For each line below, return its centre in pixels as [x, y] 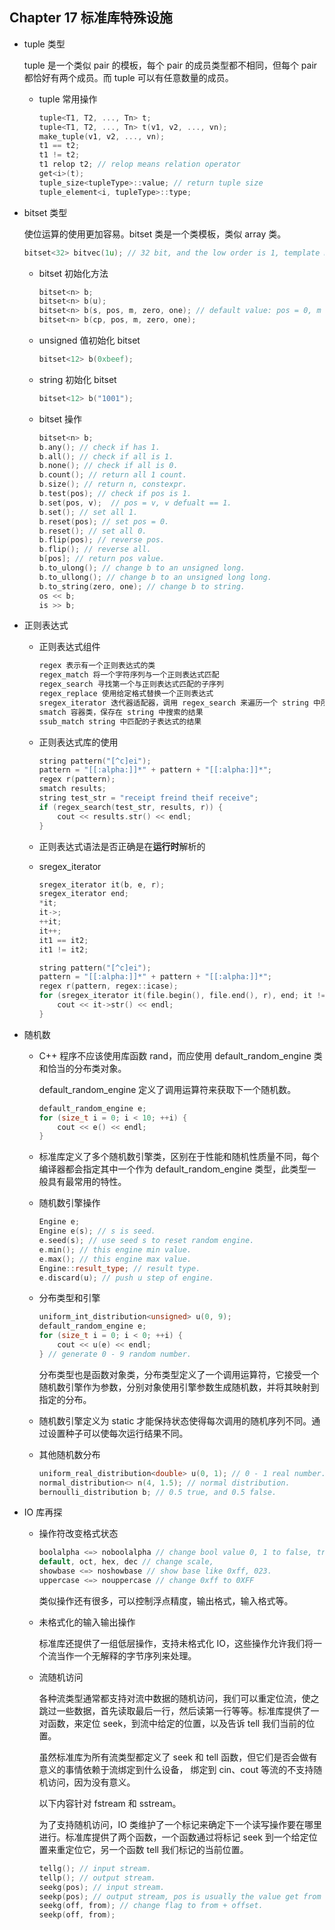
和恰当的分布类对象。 [82, 1068]
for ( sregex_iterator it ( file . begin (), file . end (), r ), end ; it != [182, 996]
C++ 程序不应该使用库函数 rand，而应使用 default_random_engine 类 [180, 1055]
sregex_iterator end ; [83, 894]
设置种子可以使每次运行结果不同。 [118, 1433]
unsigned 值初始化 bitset [89, 340]
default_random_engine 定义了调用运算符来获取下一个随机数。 [167, 1089]
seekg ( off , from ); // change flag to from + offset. [151, 1906]
